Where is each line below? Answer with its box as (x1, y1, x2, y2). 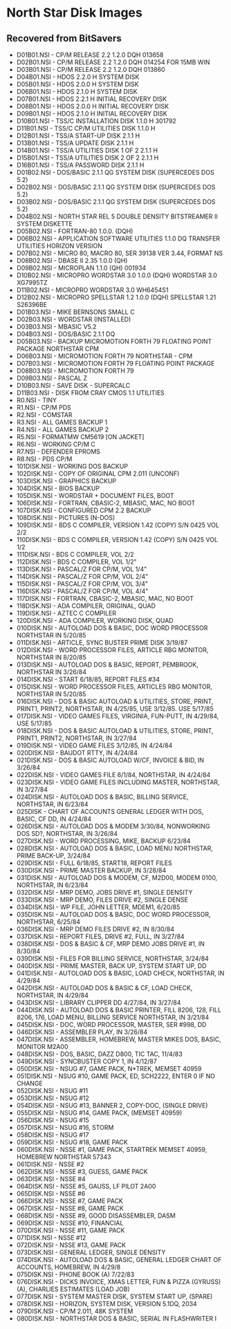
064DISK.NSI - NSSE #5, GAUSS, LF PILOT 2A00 (16, 1182, 156, 1190)
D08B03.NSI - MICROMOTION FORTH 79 (16, 366, 134, 375)
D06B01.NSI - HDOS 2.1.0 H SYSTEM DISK (16, 88, 138, 95)
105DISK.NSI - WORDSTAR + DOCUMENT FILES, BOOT (16, 492, 174, 499)
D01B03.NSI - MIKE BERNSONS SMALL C (16, 308, 136, 316)
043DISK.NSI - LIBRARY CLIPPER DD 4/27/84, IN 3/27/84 (16, 998, 181, 1007)
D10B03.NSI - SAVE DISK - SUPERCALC (16, 382, 131, 389)
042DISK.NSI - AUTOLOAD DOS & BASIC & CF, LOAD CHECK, (16, 984, 193, 992)
